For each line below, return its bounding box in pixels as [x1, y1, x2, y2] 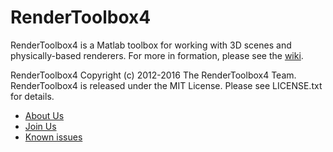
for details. [10, 90, 55, 102]
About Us [24, 109, 65, 121]
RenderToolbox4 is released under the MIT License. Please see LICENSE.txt [10, 79, 323, 91]
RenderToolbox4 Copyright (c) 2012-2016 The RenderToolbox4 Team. [10, 69, 297, 81]
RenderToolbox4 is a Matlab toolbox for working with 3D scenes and [10, 39, 292, 51]
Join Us [24, 120, 57, 132]
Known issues [24, 131, 83, 143]
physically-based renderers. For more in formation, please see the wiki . [10, 49, 304, 61]
